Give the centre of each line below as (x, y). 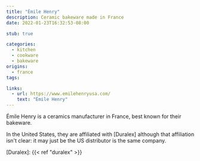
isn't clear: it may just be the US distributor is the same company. (86, 140)
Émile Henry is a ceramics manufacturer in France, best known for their (94, 116)
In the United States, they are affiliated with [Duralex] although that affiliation (100, 134)
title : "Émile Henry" (33, 12)
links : (14, 88)
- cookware (25, 55)
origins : (17, 66)
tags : (13, 78)
